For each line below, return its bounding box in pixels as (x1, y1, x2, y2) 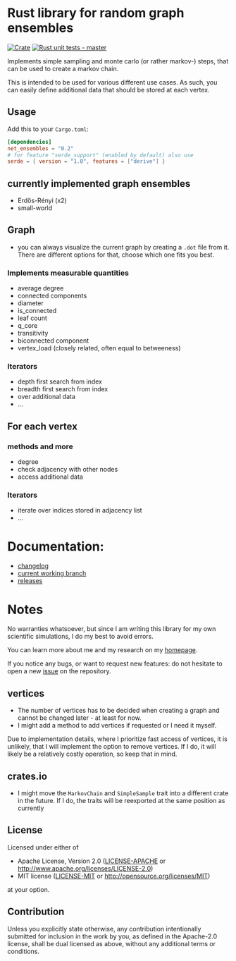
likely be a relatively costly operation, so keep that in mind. (7, 749, 178, 759)
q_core (17, 322, 38, 330)
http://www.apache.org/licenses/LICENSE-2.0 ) (17, 864, 154, 872)
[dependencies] (7, 138, 52, 145)
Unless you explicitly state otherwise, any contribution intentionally (7, 924, 201, 933)
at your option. (7, 885, 50, 893)
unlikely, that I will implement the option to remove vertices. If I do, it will (7, 742, 216, 751)
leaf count (17, 314, 47, 322)
